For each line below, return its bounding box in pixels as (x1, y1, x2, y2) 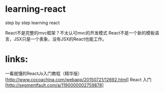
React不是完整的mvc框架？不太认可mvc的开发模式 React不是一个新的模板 (5, 30, 155, 35)
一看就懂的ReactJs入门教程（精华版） (5, 70, 82, 76)
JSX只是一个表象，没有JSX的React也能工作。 (13, 36, 107, 42)
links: (5, 54, 28, 65)
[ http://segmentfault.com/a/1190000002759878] (5, 82, 104, 88)
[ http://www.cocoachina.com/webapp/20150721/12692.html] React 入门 (5, 76, 152, 82)
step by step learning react (5, 20, 60, 26)
